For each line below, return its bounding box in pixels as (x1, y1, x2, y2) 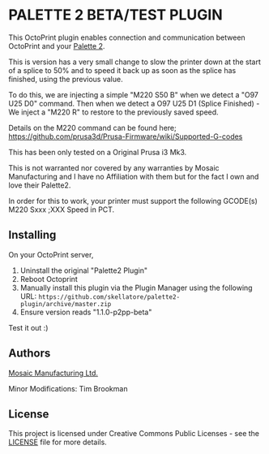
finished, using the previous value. (8, 74, 123, 84)
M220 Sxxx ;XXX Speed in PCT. (8, 205, 115, 214)
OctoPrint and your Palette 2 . (8, 41, 105, 50)
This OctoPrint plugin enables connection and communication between (8, 32, 246, 42)
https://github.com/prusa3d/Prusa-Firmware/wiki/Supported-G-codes (8, 132, 243, 141)
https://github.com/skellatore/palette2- (38, 292, 181, 301)
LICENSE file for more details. (8, 437, 107, 448)
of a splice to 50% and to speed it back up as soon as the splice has (8, 65, 237, 75)
